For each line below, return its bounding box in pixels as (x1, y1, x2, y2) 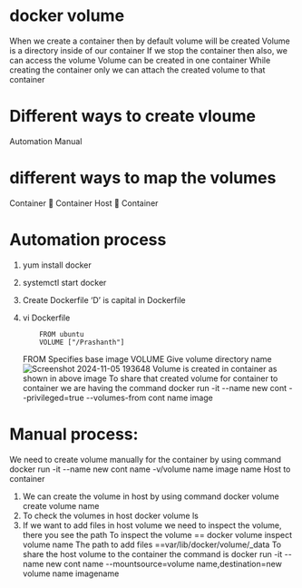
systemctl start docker (22, 277, 107, 288)
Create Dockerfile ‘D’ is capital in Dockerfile (22, 294, 186, 305)
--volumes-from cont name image (85, 392, 213, 403)
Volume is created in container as (152, 363, 278, 374)
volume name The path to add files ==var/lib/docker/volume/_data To (22, 539, 282, 550)
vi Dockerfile (22, 312, 71, 323)
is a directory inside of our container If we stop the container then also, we (9, 44, 288, 55)
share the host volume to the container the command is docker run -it (22, 548, 283, 559)
